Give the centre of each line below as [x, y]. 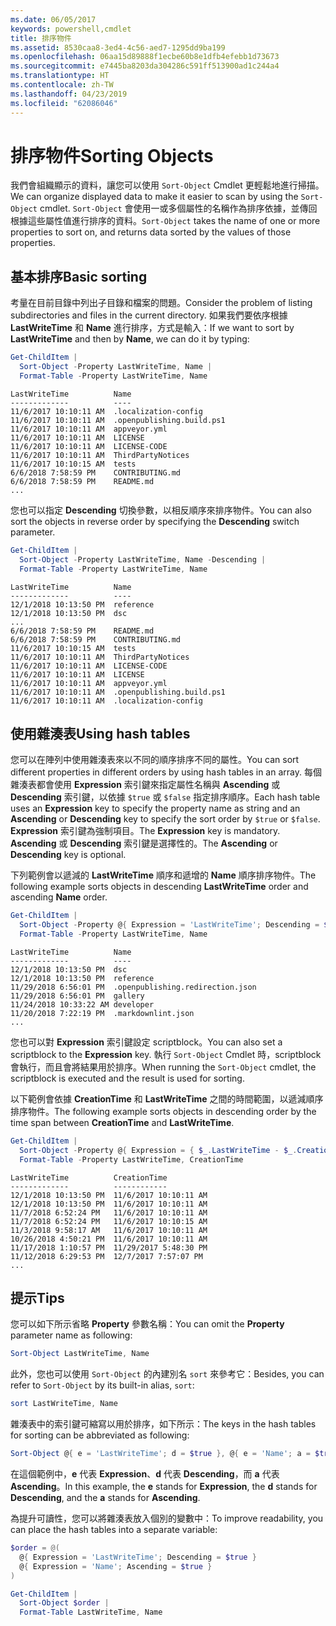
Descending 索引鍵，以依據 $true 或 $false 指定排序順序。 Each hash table [165, 797]
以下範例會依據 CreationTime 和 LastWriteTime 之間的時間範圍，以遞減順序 [167, 1098]
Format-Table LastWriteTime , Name [91, 1612]
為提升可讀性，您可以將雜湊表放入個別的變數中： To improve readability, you [167, 1518]
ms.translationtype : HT [60, 76]
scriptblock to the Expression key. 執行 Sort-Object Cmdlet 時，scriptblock [166, 1054]
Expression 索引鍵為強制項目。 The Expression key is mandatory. [145, 831]
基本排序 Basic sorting [79, 276]
